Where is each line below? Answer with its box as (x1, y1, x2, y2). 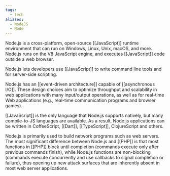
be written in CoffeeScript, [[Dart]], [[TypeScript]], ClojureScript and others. (5, 123, 164, 129)
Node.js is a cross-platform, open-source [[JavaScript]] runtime (5, 40, 139, 46)
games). (5, 103, 23, 109)
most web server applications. (5, 165, 69, 171)
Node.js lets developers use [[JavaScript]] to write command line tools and (5, 66, 162, 72)
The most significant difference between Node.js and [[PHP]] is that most (5, 139, 159, 145)
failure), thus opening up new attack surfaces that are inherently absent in (5, 160, 160, 166)
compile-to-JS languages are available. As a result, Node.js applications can (5, 118, 165, 124)
